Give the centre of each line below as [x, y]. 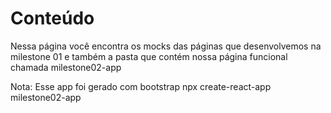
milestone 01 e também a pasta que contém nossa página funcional [149, 56]
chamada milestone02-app [66, 67]
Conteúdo [52, 18]
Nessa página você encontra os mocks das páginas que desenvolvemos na [166, 46]
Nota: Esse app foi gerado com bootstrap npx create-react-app [141, 86]
